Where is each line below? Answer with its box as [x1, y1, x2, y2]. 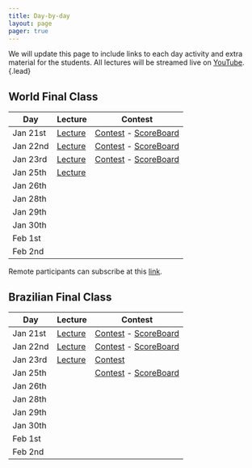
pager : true [8, 27, 48, 35]
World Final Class [8, 90, 99, 104]
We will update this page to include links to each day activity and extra [8, 49, 243, 59]
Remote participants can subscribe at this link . [8, 266, 163, 276]
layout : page [8, 19, 52, 28]
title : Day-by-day [8, 11, 70, 20]
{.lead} [8, 66, 31, 76]
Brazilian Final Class [8, 290, 112, 304]
